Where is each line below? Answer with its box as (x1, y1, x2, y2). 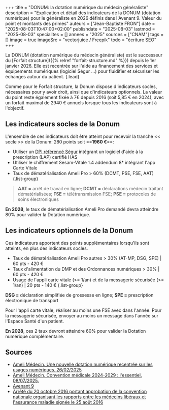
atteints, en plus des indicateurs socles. (5, 245, 88, 251)
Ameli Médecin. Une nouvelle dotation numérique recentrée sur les (12, 361, 153, 368)
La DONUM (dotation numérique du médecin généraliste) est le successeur (5, 52, 163, 58)
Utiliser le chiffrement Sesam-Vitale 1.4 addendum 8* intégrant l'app (12, 159, 156, 165)
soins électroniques (17, 196, 59, 202)
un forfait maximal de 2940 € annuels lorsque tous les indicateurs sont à (5, 100, 157, 106)
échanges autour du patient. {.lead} (5, 74, 80, 79)
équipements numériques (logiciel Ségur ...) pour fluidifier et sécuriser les (5, 68, 160, 74)
